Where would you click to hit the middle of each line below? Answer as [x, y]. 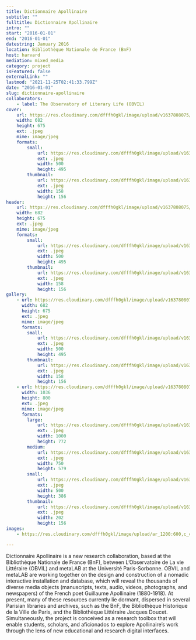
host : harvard [23, 55]
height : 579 [52, 469]
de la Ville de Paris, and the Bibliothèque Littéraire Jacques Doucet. [87, 612]
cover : [14, 109]
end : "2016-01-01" [28, 39]
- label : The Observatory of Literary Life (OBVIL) [80, 104]
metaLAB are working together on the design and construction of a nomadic [97, 574]
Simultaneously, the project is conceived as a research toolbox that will [91, 618]
